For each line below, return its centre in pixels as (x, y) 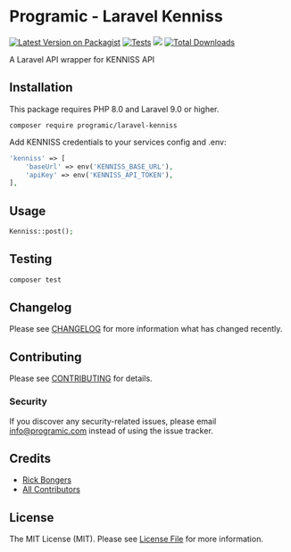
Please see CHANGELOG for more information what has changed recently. (146, 329)
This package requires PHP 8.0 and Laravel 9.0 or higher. (114, 109)
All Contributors (51, 490)
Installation (41, 88)
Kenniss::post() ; (42, 232)
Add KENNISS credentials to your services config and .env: (118, 142)
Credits (30, 458)
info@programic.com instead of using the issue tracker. (112, 431)
